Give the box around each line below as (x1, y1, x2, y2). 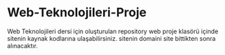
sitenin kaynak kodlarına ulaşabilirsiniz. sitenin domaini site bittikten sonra (7, 34, 216, 42)
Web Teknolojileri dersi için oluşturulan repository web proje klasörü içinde (7, 27, 219, 35)
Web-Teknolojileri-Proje (7, 5, 147, 20)
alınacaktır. (7, 41, 38, 50)
